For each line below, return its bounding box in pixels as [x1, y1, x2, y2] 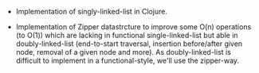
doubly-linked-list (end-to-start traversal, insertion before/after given [15, 39, 243, 48]
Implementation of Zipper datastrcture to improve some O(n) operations [15, 22, 252, 31]
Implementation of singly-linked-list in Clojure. [15, 7, 167, 16]
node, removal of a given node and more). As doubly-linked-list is [15, 48, 231, 56]
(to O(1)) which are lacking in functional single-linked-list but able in [15, 31, 238, 40]
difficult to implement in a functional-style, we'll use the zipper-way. [15, 56, 240, 65]
